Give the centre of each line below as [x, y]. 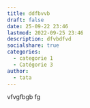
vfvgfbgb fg [24, 97]
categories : [24, 52]
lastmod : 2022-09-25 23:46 [45, 33]
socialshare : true [33, 45]
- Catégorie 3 [33, 65]
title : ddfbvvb [29, 13]
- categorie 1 [33, 58]
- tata [22, 77]
